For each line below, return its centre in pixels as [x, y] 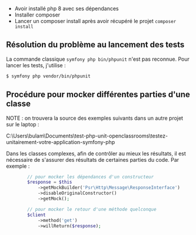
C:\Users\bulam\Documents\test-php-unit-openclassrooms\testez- [87, 136]
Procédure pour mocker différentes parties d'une [98, 95]
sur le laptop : [23, 124]
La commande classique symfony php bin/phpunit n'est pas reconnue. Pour [98, 59]
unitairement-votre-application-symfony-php [61, 142]
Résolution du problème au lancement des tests [95, 45]
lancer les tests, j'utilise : [36, 65]
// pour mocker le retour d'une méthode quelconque [92, 209]
